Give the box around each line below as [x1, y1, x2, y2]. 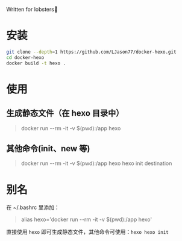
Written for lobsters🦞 [6, 6, 58, 13]
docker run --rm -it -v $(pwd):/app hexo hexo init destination [20, 160, 172, 167]
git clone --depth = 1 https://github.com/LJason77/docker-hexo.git [6, 49, 177, 55]
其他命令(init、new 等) [6, 143, 90, 154]
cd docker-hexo [6, 54, 45, 60]
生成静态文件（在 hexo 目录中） [6, 108, 124, 119]
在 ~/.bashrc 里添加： [6, 204, 60, 211]
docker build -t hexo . [6, 60, 66, 66]
